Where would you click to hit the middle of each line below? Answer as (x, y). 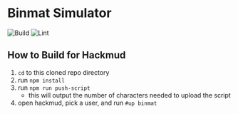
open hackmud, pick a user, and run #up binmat (87, 103)
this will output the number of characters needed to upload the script (130, 95)
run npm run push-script (54, 88)
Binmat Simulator (59, 13)
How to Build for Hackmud (67, 55)
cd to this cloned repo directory (63, 72)
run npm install (41, 80)
